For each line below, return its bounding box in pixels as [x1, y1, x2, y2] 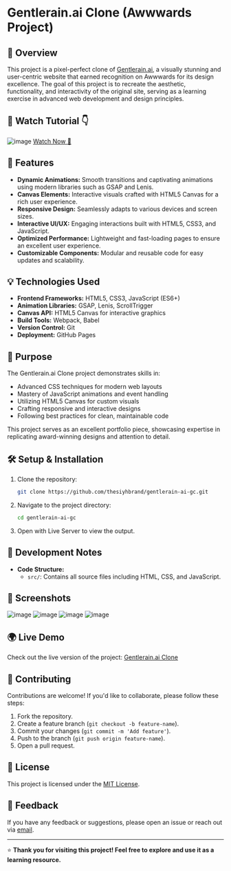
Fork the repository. [16, 712, 74, 721]
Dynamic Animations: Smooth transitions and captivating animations [16, 175, 213, 183]
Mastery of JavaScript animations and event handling [16, 390, 168, 398]
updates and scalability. [16, 256, 85, 264]
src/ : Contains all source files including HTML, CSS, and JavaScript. [27, 572, 221, 581]
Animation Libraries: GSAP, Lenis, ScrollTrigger [16, 301, 153, 310]
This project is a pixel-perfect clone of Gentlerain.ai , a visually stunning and [7, 66, 221, 73]
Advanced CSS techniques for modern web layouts [16, 383, 163, 391]
